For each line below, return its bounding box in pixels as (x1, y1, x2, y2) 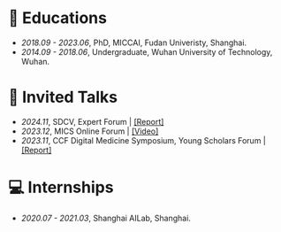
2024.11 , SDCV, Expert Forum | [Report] (20, 116, 164, 127)
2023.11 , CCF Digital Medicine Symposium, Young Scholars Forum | (20, 135, 266, 145)
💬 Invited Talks (8, 88, 118, 107)
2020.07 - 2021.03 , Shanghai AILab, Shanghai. (20, 213, 192, 223)
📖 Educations (8, 8, 108, 28)
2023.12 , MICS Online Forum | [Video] (20, 126, 159, 136)
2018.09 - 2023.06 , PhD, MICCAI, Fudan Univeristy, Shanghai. (20, 37, 247, 48)
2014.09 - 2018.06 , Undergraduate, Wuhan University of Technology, (20, 46, 273, 57)
